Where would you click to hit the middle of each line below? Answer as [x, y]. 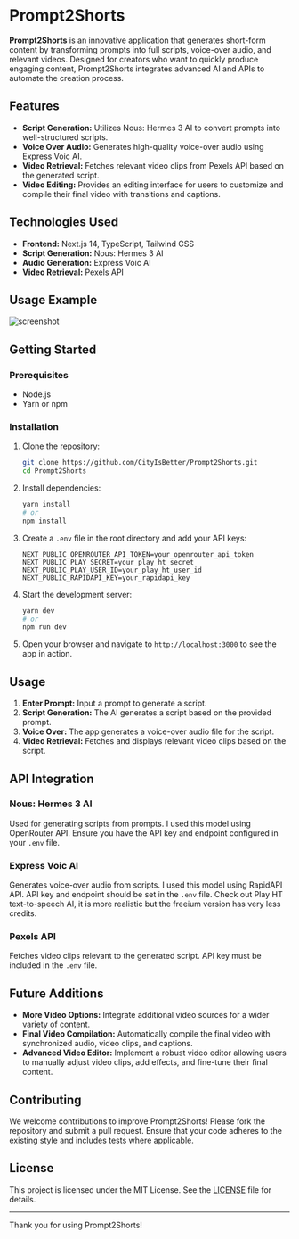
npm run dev [44, 627]
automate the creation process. [67, 78]
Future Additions [57, 993]
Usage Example [53, 300]
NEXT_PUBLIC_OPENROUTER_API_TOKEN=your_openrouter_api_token [138, 554]
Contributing [45, 1099]
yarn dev [38, 611]
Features [34, 107]
